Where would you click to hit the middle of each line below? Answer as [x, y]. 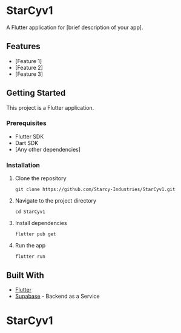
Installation [23, 165]
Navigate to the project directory [56, 201]
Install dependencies [41, 223]
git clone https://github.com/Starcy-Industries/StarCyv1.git [95, 190]
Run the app [30, 246]
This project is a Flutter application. [50, 107]
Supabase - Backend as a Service [57, 296]
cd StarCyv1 [30, 212]
